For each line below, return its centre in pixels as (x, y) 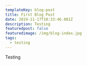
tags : (11, 38)
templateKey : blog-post (30, 10)
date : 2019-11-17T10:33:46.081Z (39, 19)
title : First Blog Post (30, 15)
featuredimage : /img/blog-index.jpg (43, 33)
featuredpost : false (27, 29)
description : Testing (28, 24)
